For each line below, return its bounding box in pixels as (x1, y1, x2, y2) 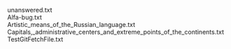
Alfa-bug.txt (7, 13, 42, 21)
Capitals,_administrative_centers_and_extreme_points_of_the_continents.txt (7, 28, 225, 36)
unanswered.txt (7, 6, 52, 14)
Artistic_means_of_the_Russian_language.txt (7, 21, 135, 28)
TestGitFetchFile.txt (7, 35, 64, 43)
